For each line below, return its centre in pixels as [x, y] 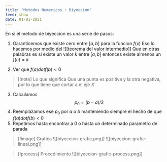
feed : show [17, 15]
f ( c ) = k [21, 60]
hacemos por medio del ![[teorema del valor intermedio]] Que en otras [86, 49]
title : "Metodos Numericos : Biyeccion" [49, 10]
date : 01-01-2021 [24, 19]
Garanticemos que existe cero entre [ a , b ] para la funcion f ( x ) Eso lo [83, 44]
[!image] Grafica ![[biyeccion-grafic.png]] [61, 138]
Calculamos [25, 95]
